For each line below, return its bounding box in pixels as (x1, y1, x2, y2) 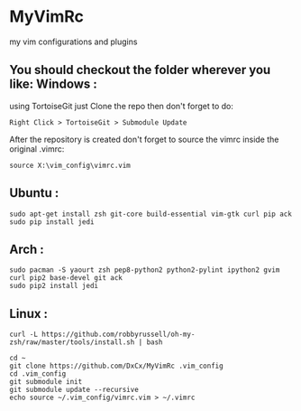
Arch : (9, 241, 45, 257)
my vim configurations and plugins (9, 36, 138, 47)
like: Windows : (9, 77, 97, 92)
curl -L (9, 330, 39, 340)
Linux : (9, 305, 48, 322)
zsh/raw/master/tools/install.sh (9, 338, 135, 347)
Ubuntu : (9, 185, 59, 201)
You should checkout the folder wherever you (9, 62, 271, 78)
